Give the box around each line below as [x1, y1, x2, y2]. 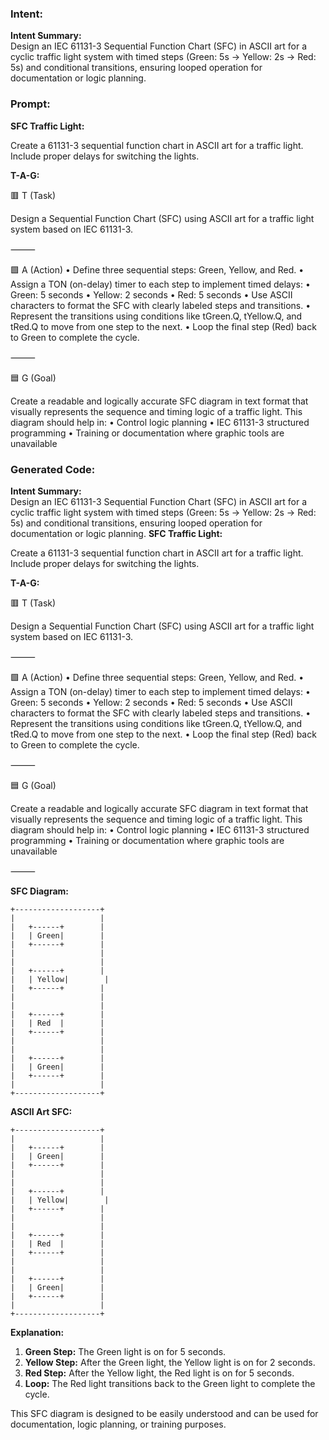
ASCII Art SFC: [10, 1105, 73, 1117]
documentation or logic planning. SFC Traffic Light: [10, 527, 223, 539]
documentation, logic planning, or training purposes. [10, 1418, 227, 1430]
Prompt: [10, 97, 51, 111]
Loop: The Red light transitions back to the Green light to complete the [24, 1377, 316, 1389]
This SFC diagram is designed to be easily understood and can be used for [10, 1407, 319, 1419]
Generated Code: [10, 462, 96, 476]
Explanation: [10, 1326, 65, 1338]
